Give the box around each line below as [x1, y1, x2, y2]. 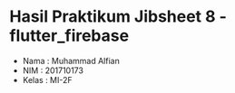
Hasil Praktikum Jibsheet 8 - [9, 6, 227, 27]
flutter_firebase [9, 25, 130, 46]
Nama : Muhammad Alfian [22, 55, 120, 66]
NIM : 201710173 [22, 65, 84, 76]
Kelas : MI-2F [22, 74, 73, 85]
